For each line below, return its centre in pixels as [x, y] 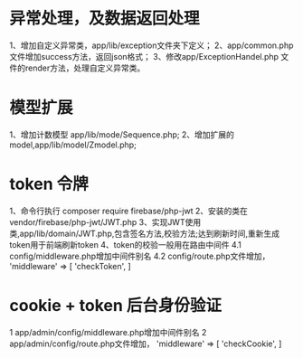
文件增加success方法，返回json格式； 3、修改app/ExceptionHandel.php [144, 56]
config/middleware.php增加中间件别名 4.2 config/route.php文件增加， [140, 256]
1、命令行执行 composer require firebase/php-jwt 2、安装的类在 [129, 211]
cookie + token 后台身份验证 [116, 306]
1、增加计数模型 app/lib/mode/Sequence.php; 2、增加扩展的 [122, 134]
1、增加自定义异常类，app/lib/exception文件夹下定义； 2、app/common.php [151, 45]
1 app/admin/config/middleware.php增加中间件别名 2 [108, 332]
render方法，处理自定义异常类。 [85, 68]
